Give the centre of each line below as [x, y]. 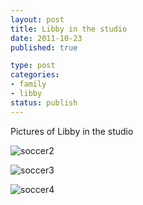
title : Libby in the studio [69, 29]
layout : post [37, 19]
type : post [33, 66]
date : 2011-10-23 [46, 38]
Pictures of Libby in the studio [72, 131]
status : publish [44, 102]
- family [28, 84]
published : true [44, 47]
